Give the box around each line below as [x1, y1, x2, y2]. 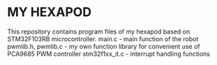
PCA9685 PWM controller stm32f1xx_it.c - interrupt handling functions [7, 50, 211, 58]
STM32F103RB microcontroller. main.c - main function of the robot [7, 34, 199, 43]
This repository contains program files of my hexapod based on [7, 27, 190, 36]
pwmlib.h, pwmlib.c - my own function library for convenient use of [7, 42, 200, 50]
